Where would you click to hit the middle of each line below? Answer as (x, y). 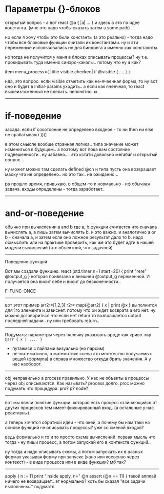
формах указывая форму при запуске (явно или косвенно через (72, 457)
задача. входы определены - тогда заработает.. (55, 189)
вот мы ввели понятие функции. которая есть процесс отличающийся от (81, 402)
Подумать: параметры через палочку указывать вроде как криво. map (78, 334)
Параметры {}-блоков (53, 9)
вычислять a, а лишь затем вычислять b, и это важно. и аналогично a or (81, 232)
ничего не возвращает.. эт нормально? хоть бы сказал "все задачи (75, 481)
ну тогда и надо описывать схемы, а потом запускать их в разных (74, 451)
